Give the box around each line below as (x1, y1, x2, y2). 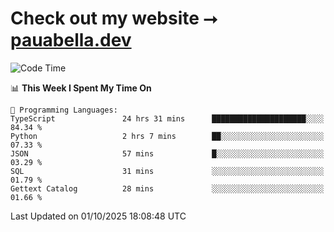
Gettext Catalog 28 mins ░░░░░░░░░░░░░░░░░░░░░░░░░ (10, 183, 325, 194)
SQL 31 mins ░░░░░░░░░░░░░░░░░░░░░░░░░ (10, 166, 325, 176)
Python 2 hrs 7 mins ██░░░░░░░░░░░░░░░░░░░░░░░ (10, 131, 325, 141)
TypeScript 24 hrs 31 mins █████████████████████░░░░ (10, 113, 325, 124)
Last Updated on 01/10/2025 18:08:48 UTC (10, 210, 187, 222)
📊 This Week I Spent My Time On (10, 82, 152, 94)
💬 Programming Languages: (10, 105, 118, 115)
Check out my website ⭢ (10, 7, 218, 30)
